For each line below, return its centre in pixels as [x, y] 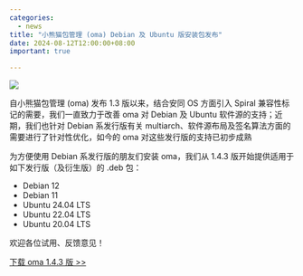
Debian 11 [40, 195]
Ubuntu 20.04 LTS [57, 224]
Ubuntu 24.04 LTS [57, 205]
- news [30, 26]
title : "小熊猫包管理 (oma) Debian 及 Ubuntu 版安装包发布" [116, 34]
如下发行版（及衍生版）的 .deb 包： [76, 167]
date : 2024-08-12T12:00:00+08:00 [72, 43]
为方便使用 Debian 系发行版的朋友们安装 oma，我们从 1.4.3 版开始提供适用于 [152, 157]
